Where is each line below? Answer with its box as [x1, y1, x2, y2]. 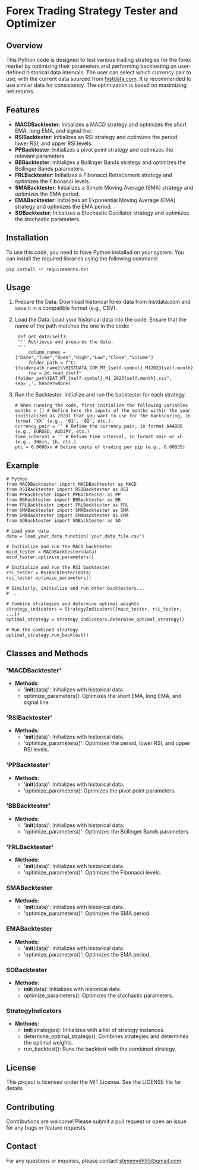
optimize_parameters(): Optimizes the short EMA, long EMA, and [23, 692, 182, 699]
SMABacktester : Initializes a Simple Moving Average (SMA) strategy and [14, 184, 194, 191]
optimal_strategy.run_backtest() [6, 632, 89, 639]
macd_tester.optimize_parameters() [6, 554, 94, 560]
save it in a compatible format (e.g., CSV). [14, 304, 118, 312]
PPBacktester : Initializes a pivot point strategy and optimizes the [14, 146, 173, 153]
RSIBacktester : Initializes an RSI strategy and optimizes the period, [14, 133, 179, 140]
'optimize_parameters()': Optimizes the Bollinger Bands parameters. [23, 828, 190, 835]
